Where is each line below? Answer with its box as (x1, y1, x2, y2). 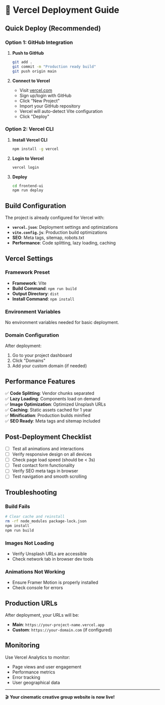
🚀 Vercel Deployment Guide (5, 4, 119, 16)
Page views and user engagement (12, 664, 82, 670)
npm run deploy (12, 188, 44, 193)
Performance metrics (12, 669, 55, 675)
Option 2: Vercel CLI (5, 126, 54, 133)
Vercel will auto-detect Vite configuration (19, 108, 103, 114)
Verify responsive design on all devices (12, 451, 92, 458)
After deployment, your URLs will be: (5, 612, 80, 618)
